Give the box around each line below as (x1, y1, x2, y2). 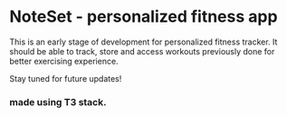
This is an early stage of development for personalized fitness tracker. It (9, 36, 278, 47)
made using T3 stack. (9, 95, 107, 108)
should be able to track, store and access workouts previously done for (9, 45, 275, 56)
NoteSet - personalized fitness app (9, 6, 278, 27)
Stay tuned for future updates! (9, 73, 122, 83)
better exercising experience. (9, 55, 120, 66)
